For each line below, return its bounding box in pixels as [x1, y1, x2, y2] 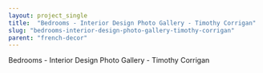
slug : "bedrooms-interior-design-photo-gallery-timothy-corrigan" [8, 26, 235, 34]
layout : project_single [8, 11, 88, 20]
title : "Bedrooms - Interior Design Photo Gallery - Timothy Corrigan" [8, 19, 257, 27]
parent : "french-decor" [8, 33, 88, 42]
